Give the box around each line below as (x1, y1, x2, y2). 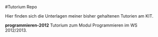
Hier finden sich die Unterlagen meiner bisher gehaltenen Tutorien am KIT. (5, 13, 154, 18)
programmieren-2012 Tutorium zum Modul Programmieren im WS (5, 22, 138, 28)
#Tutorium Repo (5, 4, 37, 9)
